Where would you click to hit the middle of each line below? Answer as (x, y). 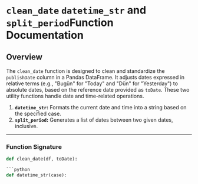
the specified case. (38, 113)
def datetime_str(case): (37, 175)
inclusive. (26, 126)
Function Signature (34, 146)
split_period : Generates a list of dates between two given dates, (94, 120)
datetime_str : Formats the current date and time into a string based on (100, 107)
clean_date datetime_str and (76, 10)
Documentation (45, 35)
